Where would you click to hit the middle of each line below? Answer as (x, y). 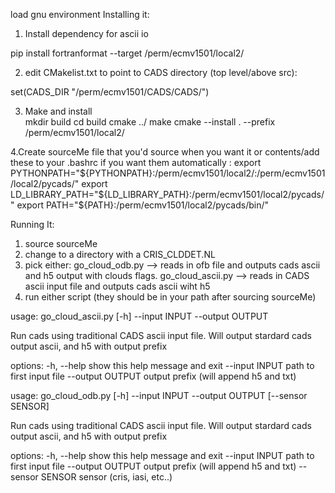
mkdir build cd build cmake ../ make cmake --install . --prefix (150, 122)
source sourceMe (61, 243)
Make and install (58, 111)
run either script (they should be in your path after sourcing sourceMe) (170, 297)
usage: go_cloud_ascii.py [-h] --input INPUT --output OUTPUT (139, 316)
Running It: (32, 224)
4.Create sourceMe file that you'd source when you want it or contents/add (165, 152)
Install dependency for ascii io (86, 33)
